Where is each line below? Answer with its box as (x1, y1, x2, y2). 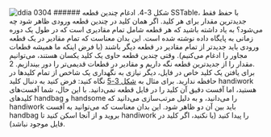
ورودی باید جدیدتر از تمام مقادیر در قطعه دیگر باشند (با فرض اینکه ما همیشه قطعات (9, 42, 260, 52)
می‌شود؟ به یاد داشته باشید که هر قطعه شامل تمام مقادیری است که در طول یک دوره (9, 25, 263, 34)
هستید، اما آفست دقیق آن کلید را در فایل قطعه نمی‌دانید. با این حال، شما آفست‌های (9, 85, 257, 94)
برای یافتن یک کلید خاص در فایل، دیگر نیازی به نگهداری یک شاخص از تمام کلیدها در (9, 68, 255, 77)
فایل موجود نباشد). (9, 119, 65, 128)
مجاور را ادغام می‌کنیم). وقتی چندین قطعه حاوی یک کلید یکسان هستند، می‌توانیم (9, 51, 248, 60)
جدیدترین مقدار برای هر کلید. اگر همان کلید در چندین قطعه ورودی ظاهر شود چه (9, 16, 247, 26)
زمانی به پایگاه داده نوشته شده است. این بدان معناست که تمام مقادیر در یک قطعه (9, 33, 253, 43)
